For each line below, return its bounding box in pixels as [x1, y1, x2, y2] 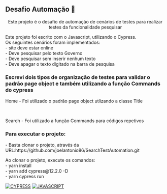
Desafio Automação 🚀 [5, 5, 76, 14]
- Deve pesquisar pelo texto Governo [5, 50, 83, 56]
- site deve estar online [5, 44, 54, 51]
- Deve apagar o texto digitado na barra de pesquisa [5, 61, 115, 67]
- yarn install [5, 162, 32, 169]
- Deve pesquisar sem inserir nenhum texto [5, 56, 96, 62]
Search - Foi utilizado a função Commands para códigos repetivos [5, 118, 144, 124]
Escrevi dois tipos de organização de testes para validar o [5, 73, 151, 80]
